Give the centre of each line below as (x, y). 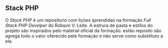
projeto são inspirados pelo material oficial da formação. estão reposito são (83, 30)
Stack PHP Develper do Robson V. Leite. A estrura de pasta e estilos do (79, 25)
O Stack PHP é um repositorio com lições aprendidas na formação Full (78, 20)
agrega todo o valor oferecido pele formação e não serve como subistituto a (84, 36)
